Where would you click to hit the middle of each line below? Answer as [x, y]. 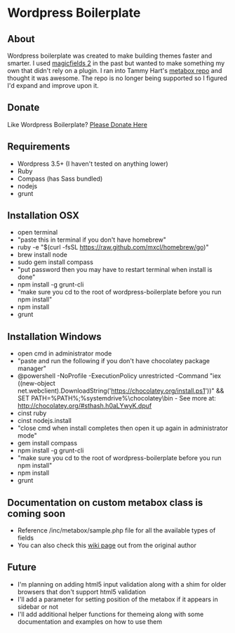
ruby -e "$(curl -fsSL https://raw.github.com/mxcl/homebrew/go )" [113, 247]
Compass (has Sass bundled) [60, 178]
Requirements [39, 146]
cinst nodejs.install [44, 421]
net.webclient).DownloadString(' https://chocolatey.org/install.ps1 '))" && [121, 391]
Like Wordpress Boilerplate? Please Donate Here [77, 124]
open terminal [38, 233]
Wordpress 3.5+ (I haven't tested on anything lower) [93, 164]
